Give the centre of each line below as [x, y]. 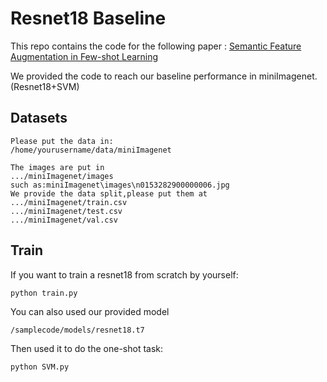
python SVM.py [40, 367]
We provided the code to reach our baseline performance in [133, 76]
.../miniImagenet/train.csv [69, 202]
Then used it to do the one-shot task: [87, 348]
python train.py [44, 293]
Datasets [39, 118]
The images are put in [57, 167]
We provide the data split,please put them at [109, 193]
